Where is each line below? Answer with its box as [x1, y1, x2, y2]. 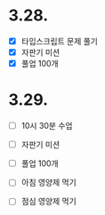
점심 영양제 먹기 [20, 196, 77, 207]
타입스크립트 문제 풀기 [20, 36, 99, 46]
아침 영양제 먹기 [20, 177, 77, 187]
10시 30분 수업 [20, 121, 73, 131]
